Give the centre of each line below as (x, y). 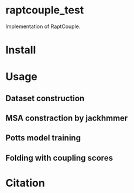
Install (21, 50)
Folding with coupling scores (59, 158)
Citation (25, 183)
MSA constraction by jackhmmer (67, 118)
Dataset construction (45, 98)
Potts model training (43, 138)
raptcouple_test (45, 10)
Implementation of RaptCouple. (43, 26)
